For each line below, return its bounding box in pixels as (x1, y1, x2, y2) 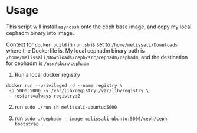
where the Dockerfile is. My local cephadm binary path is (6, 47, 145, 54)
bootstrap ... (14, 121, 50, 127)
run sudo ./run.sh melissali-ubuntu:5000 (14, 103, 117, 110)
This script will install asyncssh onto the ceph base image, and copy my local (6, 23, 192, 30)
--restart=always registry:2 (8, 93, 81, 99)
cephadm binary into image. (6, 29, 74, 36)
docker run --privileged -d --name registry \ (6, 82, 123, 89)
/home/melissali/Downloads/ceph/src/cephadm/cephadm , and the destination (6, 53, 188, 60)
